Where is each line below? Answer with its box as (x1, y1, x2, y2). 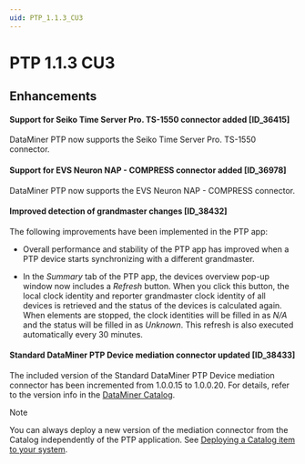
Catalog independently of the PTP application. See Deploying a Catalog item (9, 434, 296, 446)
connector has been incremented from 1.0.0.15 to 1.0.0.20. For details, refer (9, 379, 290, 391)
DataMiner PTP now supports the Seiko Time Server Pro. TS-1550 (9, 134, 257, 146)
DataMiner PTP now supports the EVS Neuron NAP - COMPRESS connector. (9, 185, 296, 196)
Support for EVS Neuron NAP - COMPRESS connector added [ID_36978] (9, 165, 287, 176)
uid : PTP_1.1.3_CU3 (9, 13, 84, 23)
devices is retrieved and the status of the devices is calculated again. (22, 299, 282, 310)
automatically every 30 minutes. (22, 328, 144, 339)
